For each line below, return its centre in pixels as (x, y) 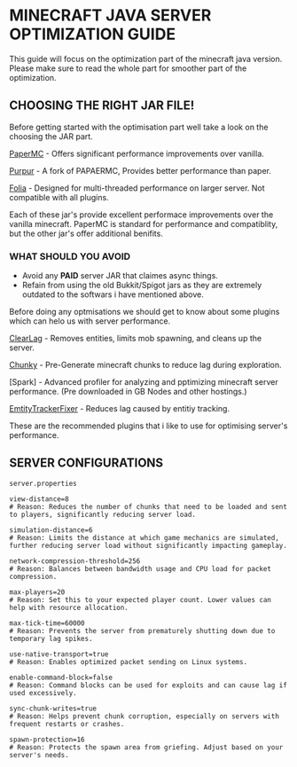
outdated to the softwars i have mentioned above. (113, 294)
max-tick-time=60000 (47, 623)
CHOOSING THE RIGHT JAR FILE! (102, 106)
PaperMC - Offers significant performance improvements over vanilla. (137, 153)
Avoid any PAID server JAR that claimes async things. (120, 276)
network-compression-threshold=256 (75, 561)
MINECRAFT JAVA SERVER (110, 16)
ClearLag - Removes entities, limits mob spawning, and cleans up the (136, 339)
